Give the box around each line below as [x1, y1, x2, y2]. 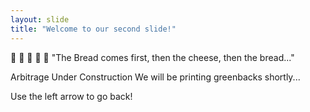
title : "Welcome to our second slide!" [10, 24, 177, 34]
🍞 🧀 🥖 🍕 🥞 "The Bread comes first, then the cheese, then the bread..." [10, 51, 295, 63]
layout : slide [10, 14, 70, 25]
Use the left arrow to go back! [10, 90, 133, 102]
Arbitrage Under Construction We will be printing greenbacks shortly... [10, 71, 301, 83]
